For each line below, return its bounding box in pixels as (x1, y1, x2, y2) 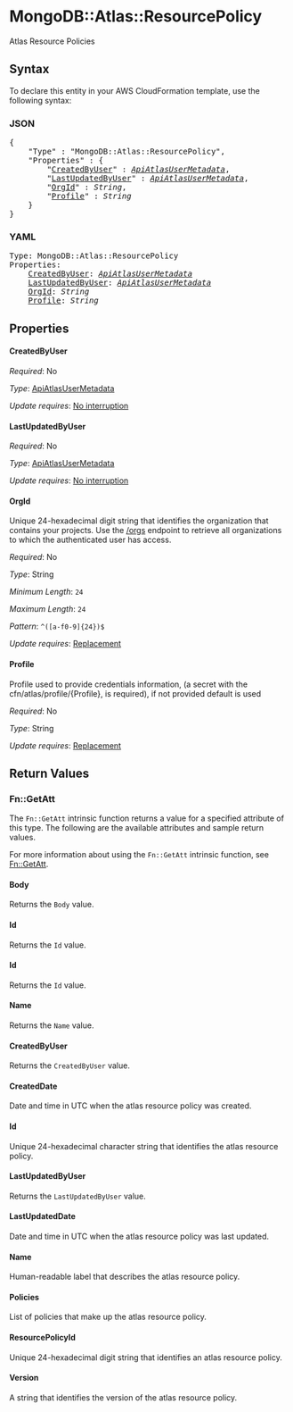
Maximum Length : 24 (9, 604, 86, 614)
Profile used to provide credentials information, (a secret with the (9, 679, 248, 689)
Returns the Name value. (9, 1020, 94, 1031)
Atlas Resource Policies (9, 36, 95, 46)
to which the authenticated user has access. (9, 534, 172, 546)
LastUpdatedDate (9, 1211, 76, 1222)
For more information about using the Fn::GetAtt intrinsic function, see (9, 849, 270, 860)
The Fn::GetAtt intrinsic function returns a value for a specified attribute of (9, 813, 285, 823)
